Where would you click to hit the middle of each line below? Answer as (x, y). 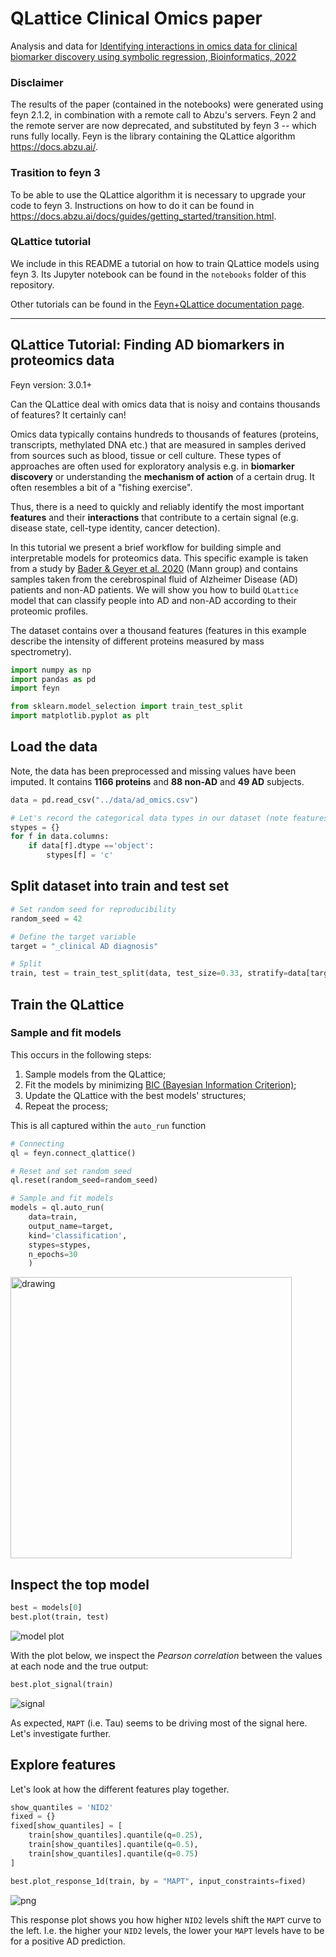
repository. (32, 284)
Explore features (63, 1765)
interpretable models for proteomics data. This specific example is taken (159, 558)
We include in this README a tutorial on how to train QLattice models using (165, 263)
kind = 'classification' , (78, 1235)
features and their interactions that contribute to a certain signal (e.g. (154, 517)
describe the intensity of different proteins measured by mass (137, 641)
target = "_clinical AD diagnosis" (84, 946)
